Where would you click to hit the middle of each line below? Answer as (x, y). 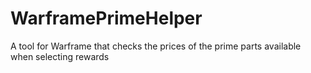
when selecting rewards (60, 56)
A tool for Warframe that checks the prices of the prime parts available (156, 46)
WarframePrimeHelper (106, 18)
